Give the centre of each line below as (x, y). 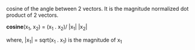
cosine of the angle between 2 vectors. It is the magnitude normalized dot (97, 9)
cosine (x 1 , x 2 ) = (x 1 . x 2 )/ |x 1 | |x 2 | (47, 28)
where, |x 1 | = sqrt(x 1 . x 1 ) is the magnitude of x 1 (64, 40)
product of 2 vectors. (32, 15)
